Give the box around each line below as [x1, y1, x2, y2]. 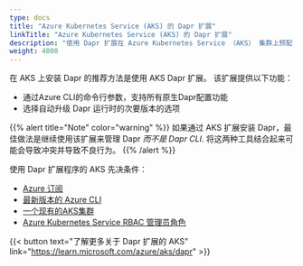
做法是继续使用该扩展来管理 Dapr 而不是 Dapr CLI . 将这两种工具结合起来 [16, 133, 286, 144]
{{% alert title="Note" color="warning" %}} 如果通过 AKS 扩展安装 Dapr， [9, 123, 284, 133]
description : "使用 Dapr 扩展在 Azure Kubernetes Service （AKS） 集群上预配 [9, 38, 293, 48]
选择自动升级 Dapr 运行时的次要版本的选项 [22, 103, 181, 114]
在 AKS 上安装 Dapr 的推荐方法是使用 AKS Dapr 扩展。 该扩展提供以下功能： [9, 73, 293, 84]
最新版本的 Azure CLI [22, 195, 102, 206]
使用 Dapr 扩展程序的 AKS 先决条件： [9, 164, 147, 175]
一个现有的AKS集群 [22, 206, 95, 216]
